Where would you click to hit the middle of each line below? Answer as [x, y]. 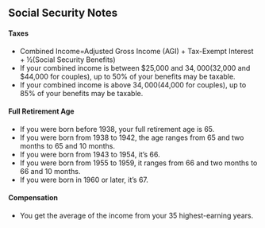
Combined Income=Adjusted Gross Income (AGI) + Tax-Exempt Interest [136, 51]
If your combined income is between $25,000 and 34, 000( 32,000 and [135, 68]
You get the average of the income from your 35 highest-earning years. [136, 215]
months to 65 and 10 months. [67, 145]
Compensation [33, 198]
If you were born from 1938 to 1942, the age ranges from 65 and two [132, 137]
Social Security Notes [63, 13]
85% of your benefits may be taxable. [81, 93]
